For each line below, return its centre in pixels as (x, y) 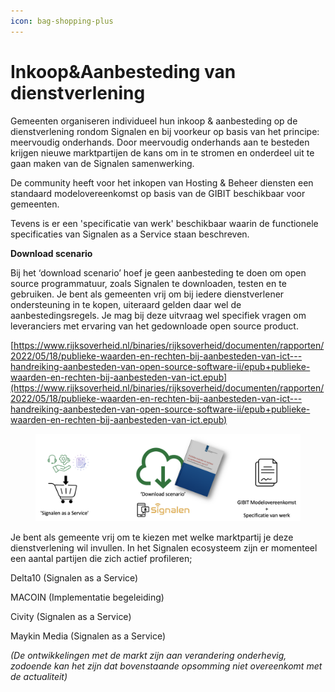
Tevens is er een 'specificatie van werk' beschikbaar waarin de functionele (164, 223)
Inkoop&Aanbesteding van (123, 71)
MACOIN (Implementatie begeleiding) (87, 597)
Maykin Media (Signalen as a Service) (88, 636)
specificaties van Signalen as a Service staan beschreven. (130, 234)
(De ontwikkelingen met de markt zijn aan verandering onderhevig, (148, 656)
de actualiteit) (39, 677)
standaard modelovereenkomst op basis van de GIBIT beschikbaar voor (158, 193)
